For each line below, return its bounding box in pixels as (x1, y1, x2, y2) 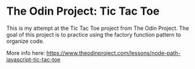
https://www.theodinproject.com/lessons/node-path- (46, 49, 181, 56)
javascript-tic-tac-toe (6, 56, 61, 63)
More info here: (6, 49, 45, 56)
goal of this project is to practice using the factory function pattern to (6, 31, 182, 38)
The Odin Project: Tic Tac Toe (6, 4, 160, 18)
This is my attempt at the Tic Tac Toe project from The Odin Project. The (6, 24, 189, 32)
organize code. (6, 37, 45, 45)
